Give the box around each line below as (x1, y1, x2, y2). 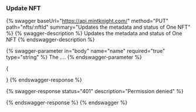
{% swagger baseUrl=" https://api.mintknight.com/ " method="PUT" (6, 18, 168, 25)
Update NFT (6, 4, 41, 12)
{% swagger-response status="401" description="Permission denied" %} (6, 88, 184, 95)
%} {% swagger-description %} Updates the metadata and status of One (6, 30, 183, 37)
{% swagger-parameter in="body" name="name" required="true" (6, 47, 165, 55)
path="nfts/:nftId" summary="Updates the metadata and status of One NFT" (6, 23, 191, 30)
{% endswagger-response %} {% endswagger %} (6, 99, 128, 106)
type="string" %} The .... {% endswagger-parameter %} (6, 54, 142, 61)
